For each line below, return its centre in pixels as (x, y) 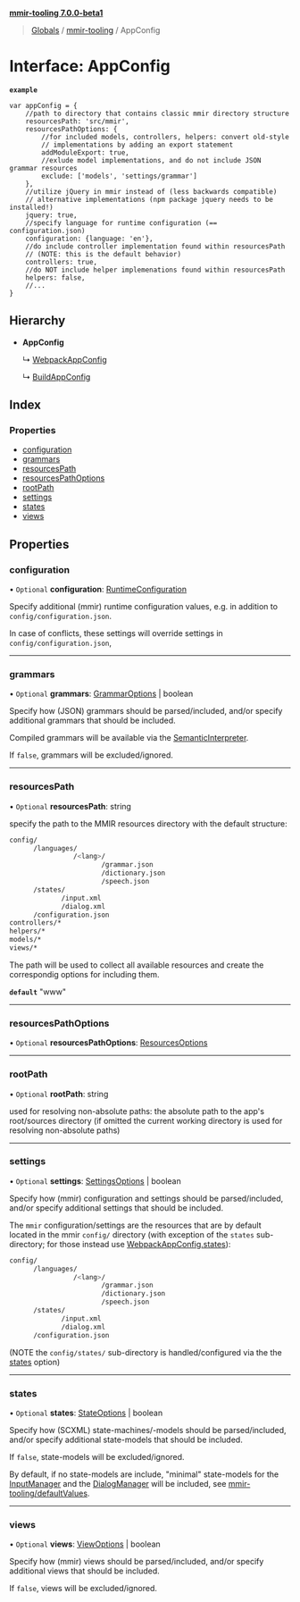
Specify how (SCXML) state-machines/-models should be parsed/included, (148, 1430)
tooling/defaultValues (48, 1493)
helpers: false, (56, 277)
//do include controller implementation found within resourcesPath (155, 246)
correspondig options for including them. (84, 974)
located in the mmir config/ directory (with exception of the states (132, 1234)
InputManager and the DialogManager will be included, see (118, 1483)
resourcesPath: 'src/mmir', (77, 121)
